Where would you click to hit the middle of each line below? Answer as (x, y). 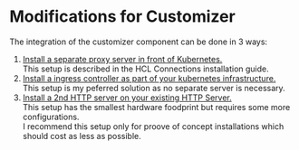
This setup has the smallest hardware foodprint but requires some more (156, 107)
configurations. (51, 117)
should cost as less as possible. (82, 136)
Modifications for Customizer (122, 17)
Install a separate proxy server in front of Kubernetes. (122, 59)
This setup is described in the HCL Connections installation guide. (145, 69)
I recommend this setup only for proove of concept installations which (153, 126)
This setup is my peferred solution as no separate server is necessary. (154, 88)
